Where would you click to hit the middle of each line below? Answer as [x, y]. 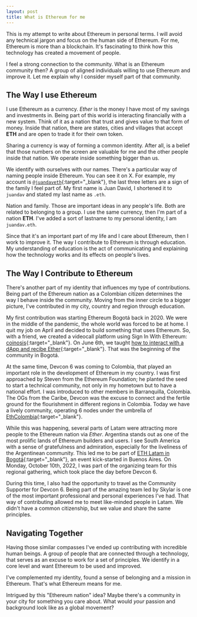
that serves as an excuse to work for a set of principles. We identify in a [93, 559]
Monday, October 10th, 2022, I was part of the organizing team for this [91, 466]
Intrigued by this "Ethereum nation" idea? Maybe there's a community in [94, 595]
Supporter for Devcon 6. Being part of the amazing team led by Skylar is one [98, 490]
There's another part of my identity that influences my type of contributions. [98, 288]
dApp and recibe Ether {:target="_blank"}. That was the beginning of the [93, 349]
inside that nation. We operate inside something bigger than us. [83, 158]
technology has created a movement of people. [64, 52]
